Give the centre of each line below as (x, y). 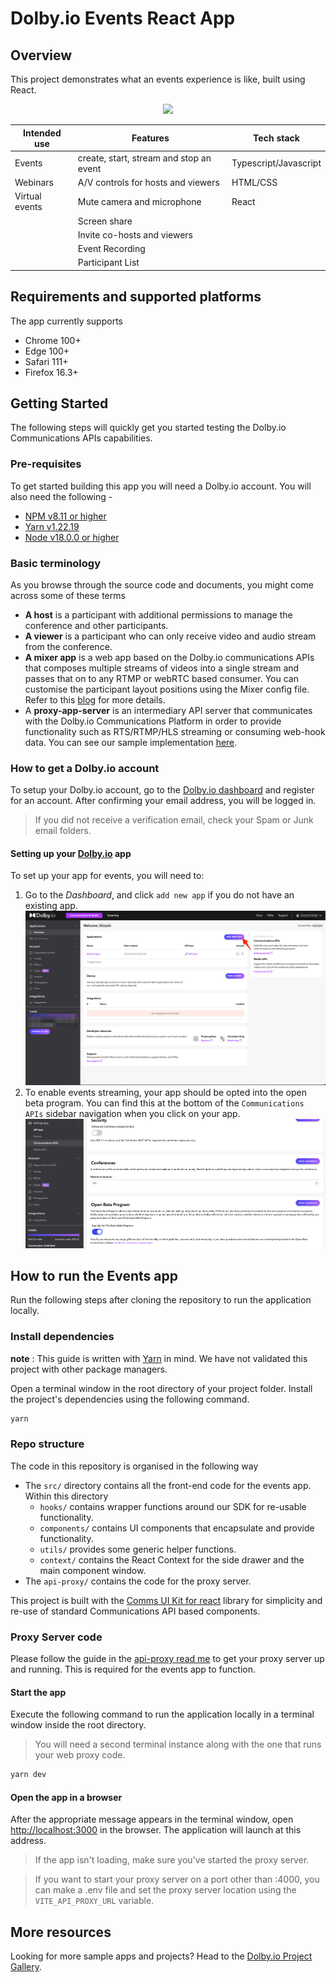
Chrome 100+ (53, 340)
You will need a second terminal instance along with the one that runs (178, 1744)
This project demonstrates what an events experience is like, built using (158, 79)
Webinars (34, 182)
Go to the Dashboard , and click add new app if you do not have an (159, 895)
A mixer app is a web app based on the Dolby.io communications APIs (169, 657)
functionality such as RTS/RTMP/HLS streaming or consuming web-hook (175, 731)
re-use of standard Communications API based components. (135, 1611)
